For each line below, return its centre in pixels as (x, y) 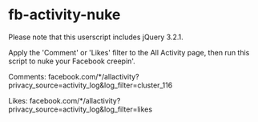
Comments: (27, 76)
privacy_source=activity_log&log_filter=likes (81, 109)
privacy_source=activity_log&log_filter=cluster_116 (91, 85)
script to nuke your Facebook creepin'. (72, 61)
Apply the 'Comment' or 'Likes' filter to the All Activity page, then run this (129, 52)
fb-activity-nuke (64, 15)
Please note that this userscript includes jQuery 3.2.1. (96, 37)
